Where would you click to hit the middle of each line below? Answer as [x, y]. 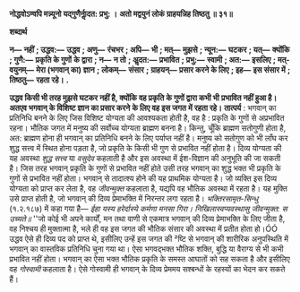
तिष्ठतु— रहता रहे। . [39, 80]
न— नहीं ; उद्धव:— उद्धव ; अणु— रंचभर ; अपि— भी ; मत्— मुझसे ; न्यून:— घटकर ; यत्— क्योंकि [150, 50]
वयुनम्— [21, 70]
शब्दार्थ [18, 32]
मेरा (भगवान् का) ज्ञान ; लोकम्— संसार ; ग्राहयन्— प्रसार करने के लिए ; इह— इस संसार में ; [163, 70]
